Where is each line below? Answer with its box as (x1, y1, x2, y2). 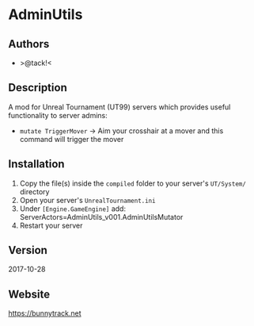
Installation (8, 157, 65, 171)
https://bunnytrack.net (8, 309, 82, 318)
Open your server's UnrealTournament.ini (19, 195, 156, 205)
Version (8, 244, 47, 257)
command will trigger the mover (19, 134, 124, 144)
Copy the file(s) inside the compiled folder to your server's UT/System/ (19, 178, 247, 188)
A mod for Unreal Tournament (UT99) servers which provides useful (8, 102, 231, 112)
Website (8, 287, 50, 301)
